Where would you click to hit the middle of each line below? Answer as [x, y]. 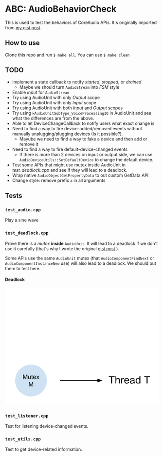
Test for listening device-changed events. [47, 426]
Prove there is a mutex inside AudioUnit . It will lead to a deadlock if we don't [81, 243]
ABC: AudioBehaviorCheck [61, 9]
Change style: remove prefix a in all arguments [59, 180]
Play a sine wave [22, 220]
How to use [22, 43]
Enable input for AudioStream [41, 92]
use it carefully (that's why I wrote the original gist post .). [62, 248]
